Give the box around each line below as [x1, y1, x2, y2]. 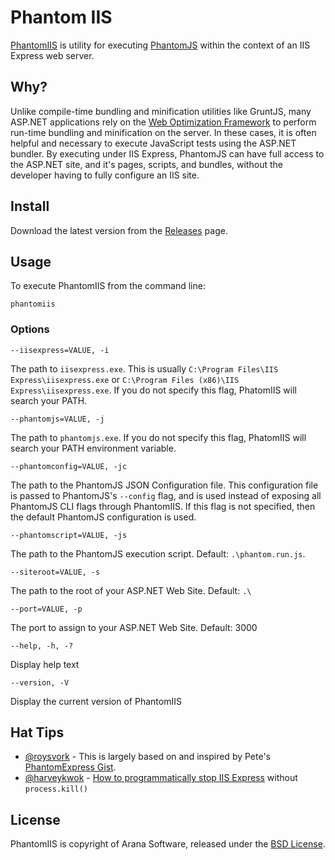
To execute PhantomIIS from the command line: [10, 280, 206, 292]
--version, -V [10, 677, 70, 688]
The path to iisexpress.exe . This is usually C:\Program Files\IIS [10, 362, 279, 375]
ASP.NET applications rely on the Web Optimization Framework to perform [10, 116, 317, 128]
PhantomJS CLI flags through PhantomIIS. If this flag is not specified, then [10, 500, 316, 512]
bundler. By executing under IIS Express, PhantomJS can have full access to [10, 147, 325, 160]
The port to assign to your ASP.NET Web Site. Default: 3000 [10, 621, 258, 633]
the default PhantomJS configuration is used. [10, 511, 197, 523]
